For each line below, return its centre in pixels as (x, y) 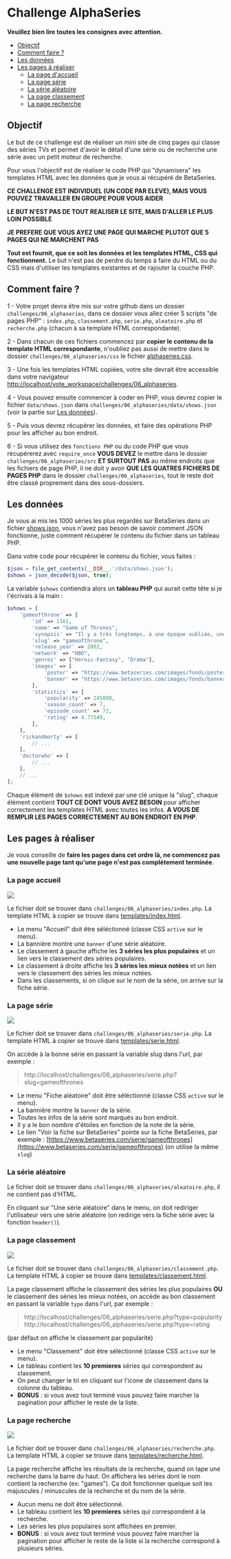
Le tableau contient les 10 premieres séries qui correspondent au (110, 1366)
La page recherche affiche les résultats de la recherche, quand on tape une (114, 1469)
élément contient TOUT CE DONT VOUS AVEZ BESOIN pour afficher (104, 802)
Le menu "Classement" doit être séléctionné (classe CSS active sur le (116, 1351)
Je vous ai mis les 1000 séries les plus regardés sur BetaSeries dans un (108, 521)
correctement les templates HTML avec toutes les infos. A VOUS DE (103, 809)
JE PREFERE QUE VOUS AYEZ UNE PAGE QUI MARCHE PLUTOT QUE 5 (108, 232)
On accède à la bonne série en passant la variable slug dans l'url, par (105, 1054)
